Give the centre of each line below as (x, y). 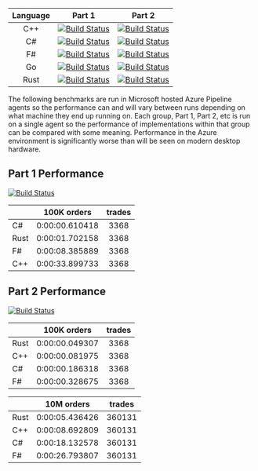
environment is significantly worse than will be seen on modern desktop (124, 141)
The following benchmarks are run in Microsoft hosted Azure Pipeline (120, 99)
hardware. (25, 149)
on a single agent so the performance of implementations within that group (129, 124)
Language (31, 15)
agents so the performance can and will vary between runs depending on (127, 108)
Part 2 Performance (57, 292)
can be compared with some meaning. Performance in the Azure (113, 132)
